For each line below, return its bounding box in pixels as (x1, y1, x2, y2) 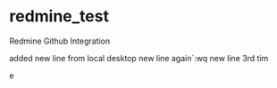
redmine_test (9, 6, 110, 27)
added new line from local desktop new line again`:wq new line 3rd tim (9, 52, 269, 63)
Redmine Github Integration (9, 36, 111, 46)
